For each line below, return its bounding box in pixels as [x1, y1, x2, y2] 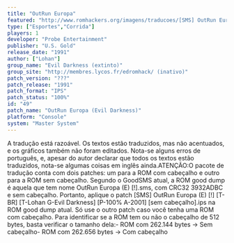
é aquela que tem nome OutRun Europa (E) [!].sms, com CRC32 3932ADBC [7, 183, 224, 192]
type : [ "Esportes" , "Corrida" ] [7, 23, 95, 30]
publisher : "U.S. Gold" [7, 42, 77, 49]
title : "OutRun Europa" [7, 10, 77, 17]
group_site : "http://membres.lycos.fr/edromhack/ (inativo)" [7, 68, 189, 75]
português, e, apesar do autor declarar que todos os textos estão [7, 153, 194, 162]
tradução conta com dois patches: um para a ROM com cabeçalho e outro [7, 168, 220, 177]
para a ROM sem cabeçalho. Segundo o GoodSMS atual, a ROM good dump [7, 176, 225, 184]
